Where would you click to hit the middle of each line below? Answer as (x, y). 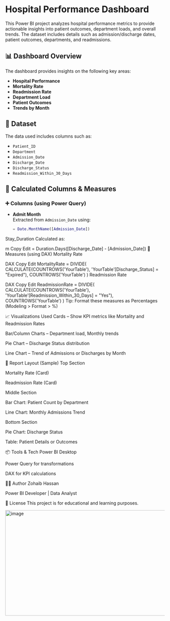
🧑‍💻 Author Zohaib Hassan (32, 483)
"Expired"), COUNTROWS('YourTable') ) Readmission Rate (66, 275)
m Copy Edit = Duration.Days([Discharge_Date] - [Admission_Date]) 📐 (78, 249)
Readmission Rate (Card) (31, 383)
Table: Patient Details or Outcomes (41, 442)
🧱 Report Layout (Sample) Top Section (45, 363)
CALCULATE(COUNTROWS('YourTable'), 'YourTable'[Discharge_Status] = (82, 269)
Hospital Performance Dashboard (77, 9)
